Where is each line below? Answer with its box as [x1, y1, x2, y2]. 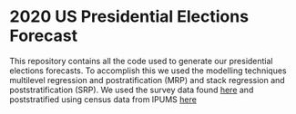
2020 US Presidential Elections [9, 6, 249, 27]
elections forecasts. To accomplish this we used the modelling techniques [9, 65, 287, 76]
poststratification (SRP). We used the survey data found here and [9, 84, 254, 95]
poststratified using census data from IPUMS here [9, 93, 198, 105]
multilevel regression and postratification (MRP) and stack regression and [9, 74, 285, 85]
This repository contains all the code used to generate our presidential [9, 55, 273, 66]
